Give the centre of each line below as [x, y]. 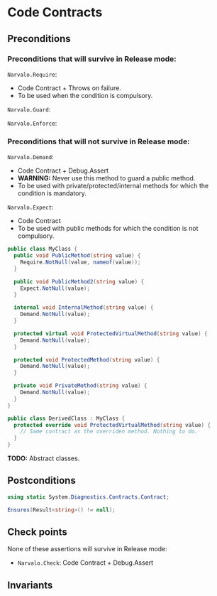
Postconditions [41, 481]
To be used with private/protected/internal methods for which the [113, 186]
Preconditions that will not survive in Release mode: [99, 141]
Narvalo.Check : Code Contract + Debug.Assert [85, 563]
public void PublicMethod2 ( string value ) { [79, 281]
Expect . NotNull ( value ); [55, 288]
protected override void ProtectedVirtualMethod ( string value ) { [112, 425]
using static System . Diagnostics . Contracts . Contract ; [89, 497]
